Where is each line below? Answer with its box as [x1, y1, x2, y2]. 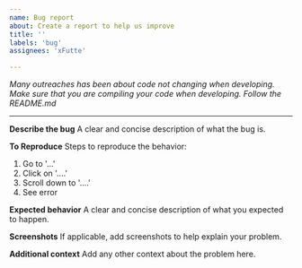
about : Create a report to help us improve [9, 22, 175, 30]
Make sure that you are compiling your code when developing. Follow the [9, 89, 281, 99]
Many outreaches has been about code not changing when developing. [9, 79, 276, 90]
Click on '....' [22, 168, 68, 179]
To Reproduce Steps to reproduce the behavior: [9, 141, 187, 152]
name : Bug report [9, 13, 75, 22]
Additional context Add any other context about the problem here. [9, 248, 256, 260]
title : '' [9, 30, 47, 39]
